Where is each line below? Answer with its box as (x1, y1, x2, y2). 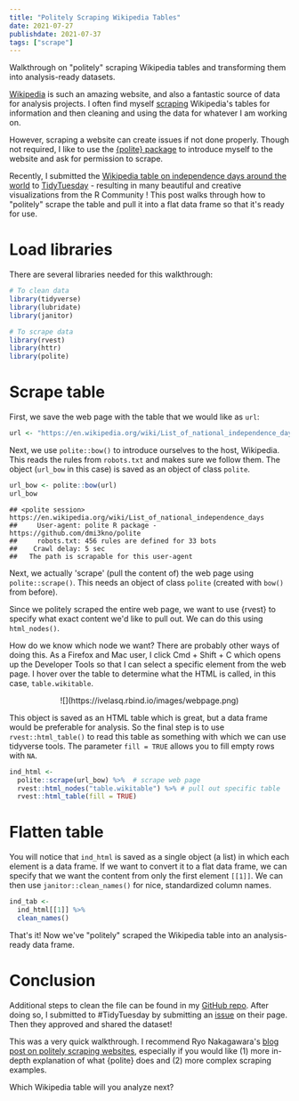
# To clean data (9, 287, 69, 295)
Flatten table (9, 822, 104, 842)
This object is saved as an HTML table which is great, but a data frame (9, 712, 269, 723)
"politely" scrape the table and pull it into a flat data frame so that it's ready (9, 199, 285, 210)
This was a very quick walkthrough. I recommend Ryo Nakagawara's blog (9, 1036, 279, 1047)
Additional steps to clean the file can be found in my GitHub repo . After (9, 1000, 270, 1010)
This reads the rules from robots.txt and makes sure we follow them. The (9, 455, 280, 465)
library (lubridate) (9, 303, 82, 312)
